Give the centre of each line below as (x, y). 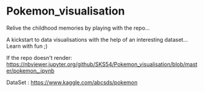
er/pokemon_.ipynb (30, 70)
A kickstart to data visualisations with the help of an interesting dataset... (97, 39)
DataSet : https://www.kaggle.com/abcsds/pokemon (72, 82)
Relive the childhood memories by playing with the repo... (78, 28)
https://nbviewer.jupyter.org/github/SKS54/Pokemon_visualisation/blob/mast (102, 64)
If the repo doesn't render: (39, 57)
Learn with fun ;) (27, 46)
